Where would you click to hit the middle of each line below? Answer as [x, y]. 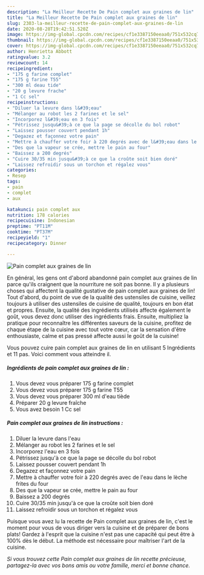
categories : [22, 170]
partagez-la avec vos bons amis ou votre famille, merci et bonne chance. [98, 565]
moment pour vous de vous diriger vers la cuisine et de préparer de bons [98, 528]
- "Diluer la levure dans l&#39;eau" [54, 108]
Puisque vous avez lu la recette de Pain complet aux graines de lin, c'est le [100, 521]
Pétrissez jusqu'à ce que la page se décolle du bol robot [86, 458]
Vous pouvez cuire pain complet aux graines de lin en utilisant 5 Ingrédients [101, 348]
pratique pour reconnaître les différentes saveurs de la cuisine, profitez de [99, 323]
